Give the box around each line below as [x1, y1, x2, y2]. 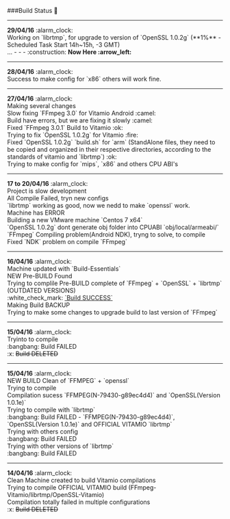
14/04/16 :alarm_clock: [7, 469, 73, 477]
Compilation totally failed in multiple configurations [7, 498, 151, 506]
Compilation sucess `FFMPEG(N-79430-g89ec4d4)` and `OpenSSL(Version [7, 391, 220, 399]
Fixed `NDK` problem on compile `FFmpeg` [7, 238, 128, 245]
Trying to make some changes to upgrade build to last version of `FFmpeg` [7, 308, 218, 316]
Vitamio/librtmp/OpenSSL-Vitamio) [7, 491, 105, 498]
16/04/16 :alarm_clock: [7, 257, 72, 265]
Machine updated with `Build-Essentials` [7, 265, 121, 273]
